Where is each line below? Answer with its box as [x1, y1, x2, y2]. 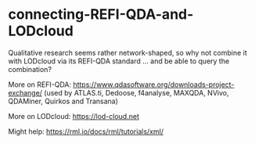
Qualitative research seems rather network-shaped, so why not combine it [8, 48, 248, 57]
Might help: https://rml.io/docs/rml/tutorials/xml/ [8, 127, 164, 136]
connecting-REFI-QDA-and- [8, 5, 194, 23]
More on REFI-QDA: [8, 80, 72, 89]
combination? [8, 64, 52, 74]
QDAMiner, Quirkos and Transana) [8, 96, 119, 106]
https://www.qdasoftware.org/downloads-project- [73, 80, 235, 89]
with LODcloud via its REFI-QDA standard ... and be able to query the [8, 56, 230, 66]
